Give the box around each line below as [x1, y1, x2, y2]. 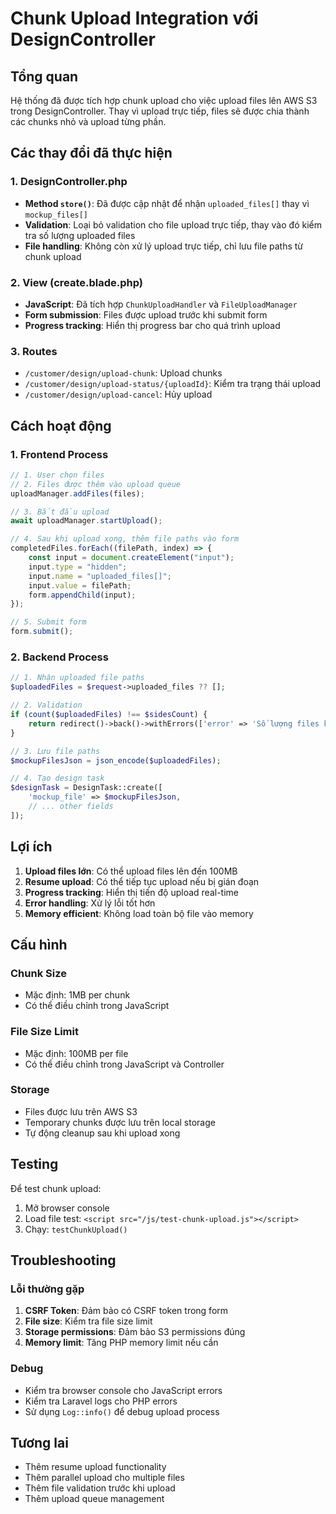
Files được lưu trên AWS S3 [24, 1105, 138, 1117]
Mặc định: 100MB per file [24, 1047, 129, 1059]
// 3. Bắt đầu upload [10, 507, 110, 517]
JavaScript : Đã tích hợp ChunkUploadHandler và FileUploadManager [24, 298, 298, 310]
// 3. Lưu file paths [10, 746, 101, 756]
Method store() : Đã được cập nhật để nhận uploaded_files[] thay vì [24, 197, 310, 209]
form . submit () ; [10, 627, 74, 637]
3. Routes [10, 344, 58, 358]
